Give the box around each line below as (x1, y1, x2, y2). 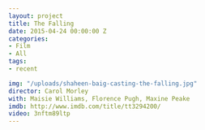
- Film (8, 42, 31, 50)
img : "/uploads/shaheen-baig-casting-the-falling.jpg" (8, 79, 198, 88)
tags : (8, 58, 27, 66)
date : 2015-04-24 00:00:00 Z (8, 27, 107, 35)
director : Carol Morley (8, 87, 89, 95)
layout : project (8, 11, 63, 20)
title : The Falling (8, 19, 75, 28)
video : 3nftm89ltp (8, 110, 70, 118)
